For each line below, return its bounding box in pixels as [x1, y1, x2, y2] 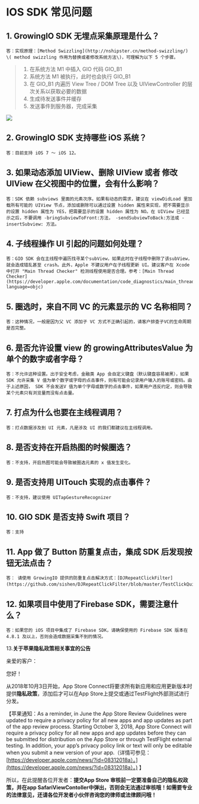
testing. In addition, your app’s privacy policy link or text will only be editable [6, 742, 192, 749]
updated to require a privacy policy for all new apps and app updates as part [6, 716, 192, 724]
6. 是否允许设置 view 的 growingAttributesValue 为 [6, 342, 193, 353]
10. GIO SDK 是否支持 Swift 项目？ [6, 511, 131, 522]
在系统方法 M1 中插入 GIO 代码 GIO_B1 [29, 66, 123, 72]
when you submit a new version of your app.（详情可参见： [6, 749, 151, 756]
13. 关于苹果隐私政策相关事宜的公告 [6, 644, 91, 652]
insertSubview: [6, 221, 44, 227]
